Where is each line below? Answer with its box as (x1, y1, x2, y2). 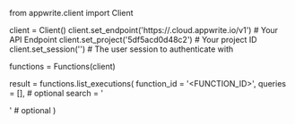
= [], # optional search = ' (9, 88, 104, 98)
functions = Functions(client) (9, 62, 117, 71)
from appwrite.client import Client (9, 8, 134, 18)
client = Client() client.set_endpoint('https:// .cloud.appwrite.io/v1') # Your (9, 25, 279, 35)
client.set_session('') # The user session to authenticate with (9, 44, 234, 54)
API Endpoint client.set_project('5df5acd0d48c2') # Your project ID (9, 35, 257, 45)
